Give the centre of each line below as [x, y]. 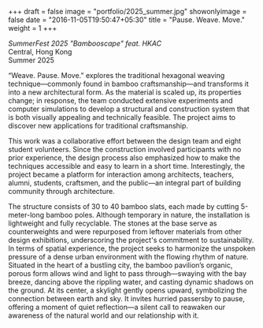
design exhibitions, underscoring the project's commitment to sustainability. [131, 240]
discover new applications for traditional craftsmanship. [98, 126]
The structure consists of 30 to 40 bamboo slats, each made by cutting [124, 207]
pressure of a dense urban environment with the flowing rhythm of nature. [129, 257]
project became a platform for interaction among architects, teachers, [121, 174]
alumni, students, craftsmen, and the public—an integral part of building [125, 183]
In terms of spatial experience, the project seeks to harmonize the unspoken [132, 248]
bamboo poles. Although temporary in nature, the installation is [148, 215]
